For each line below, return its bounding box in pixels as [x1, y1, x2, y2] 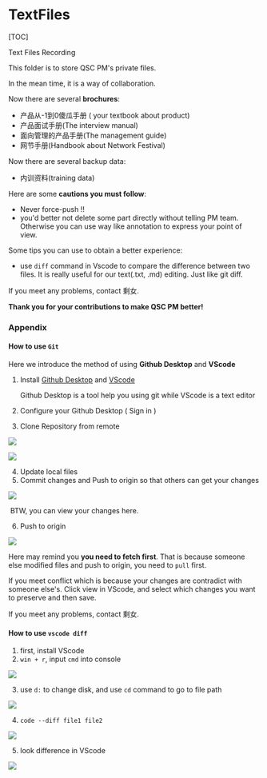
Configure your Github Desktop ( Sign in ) [19, 406, 157, 416]
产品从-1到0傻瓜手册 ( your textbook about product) [19, 110, 190, 120]
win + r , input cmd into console [19, 654, 122, 664]
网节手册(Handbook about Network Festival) [19, 140, 166, 150]
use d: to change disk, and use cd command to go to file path [19, 685, 222, 695]
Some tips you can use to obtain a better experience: [8, 245, 183, 255]
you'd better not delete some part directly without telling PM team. [19, 213, 239, 222]
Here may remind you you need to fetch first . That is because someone [8, 552, 245, 561]
